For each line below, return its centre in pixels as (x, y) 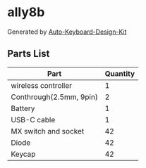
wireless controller (42, 85)
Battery (23, 108)
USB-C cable (33, 119)
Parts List (29, 54)
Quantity (120, 73)
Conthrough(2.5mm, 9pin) (55, 97)
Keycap (23, 154)
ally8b (26, 12)
